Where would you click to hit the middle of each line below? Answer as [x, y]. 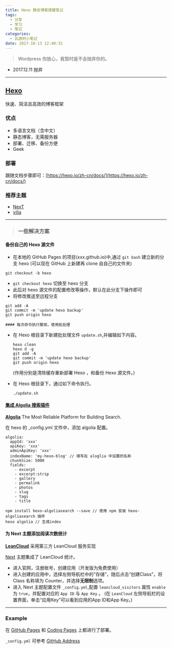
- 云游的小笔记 [24, 39]
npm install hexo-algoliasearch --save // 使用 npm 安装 [66, 511]
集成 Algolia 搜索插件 [28, 405]
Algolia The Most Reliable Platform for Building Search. [63, 417]
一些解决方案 [34, 231]
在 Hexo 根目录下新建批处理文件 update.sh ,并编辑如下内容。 [76, 335]
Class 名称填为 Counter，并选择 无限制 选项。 [60, 580]
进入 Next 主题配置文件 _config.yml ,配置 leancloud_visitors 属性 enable [89, 587]
